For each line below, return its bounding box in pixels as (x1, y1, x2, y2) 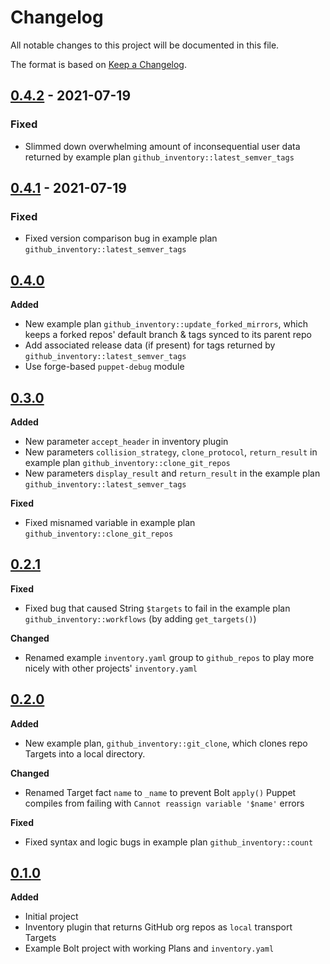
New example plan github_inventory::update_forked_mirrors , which (24, 318, 308, 330)
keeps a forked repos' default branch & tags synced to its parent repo (24, 329, 312, 341)
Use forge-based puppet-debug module (24, 361, 185, 373)
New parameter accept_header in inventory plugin (24, 435, 229, 447)
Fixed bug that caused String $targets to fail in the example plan (24, 602, 291, 614)
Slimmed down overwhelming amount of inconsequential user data (24, 140, 301, 152)
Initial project (24, 911, 79, 923)
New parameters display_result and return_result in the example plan (24, 467, 321, 479)
